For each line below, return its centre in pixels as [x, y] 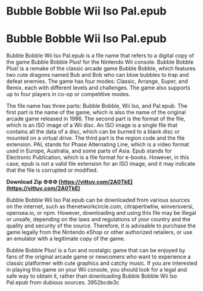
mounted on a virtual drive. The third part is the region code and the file [95, 138]
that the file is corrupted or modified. [52, 170]
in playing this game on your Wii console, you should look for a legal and [97, 270]
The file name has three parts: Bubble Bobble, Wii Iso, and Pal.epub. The [97, 106]
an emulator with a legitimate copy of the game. [66, 239]
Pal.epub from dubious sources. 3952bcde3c [63, 283]
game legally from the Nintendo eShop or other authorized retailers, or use [99, 232]
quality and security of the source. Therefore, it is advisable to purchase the [101, 226]
